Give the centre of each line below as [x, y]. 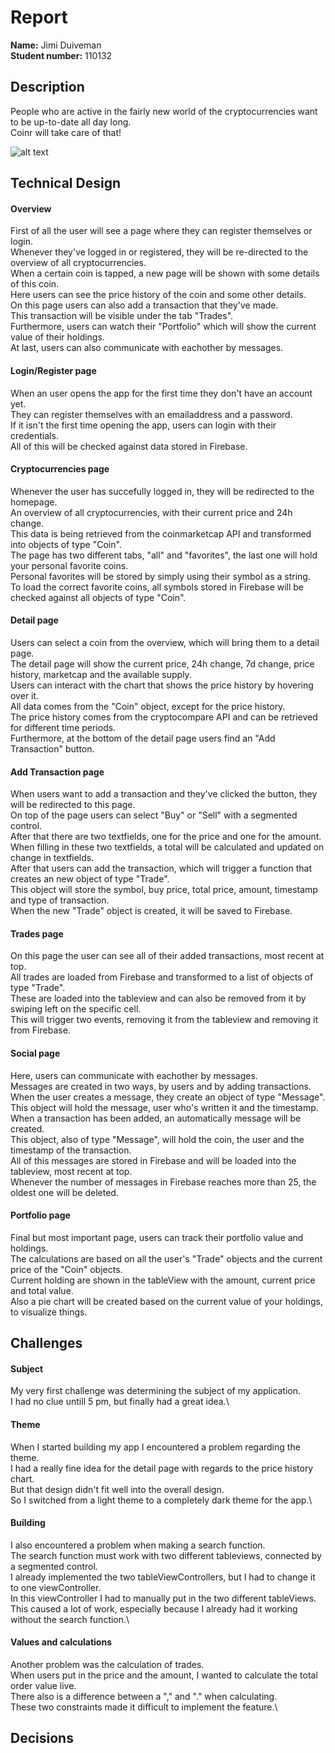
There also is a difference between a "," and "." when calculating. [144, 1696]
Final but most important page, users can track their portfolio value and [157, 1237]
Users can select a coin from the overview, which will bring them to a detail [165, 642]
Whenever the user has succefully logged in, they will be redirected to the [162, 491]
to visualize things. [49, 1312]
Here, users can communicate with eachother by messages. [134, 1075]
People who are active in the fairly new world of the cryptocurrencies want [164, 111]
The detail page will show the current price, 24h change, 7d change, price [162, 663]
